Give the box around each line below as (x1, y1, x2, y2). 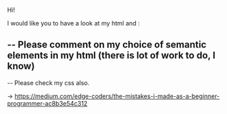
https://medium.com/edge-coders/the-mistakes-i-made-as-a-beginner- (14, 92, 220, 100)
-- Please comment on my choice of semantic (7, 39, 207, 51)
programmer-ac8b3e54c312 (7, 99, 88, 107)
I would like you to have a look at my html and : (7, 19, 140, 27)
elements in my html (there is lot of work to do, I (7, 49, 216, 61)
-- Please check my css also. (7, 78, 90, 87)
